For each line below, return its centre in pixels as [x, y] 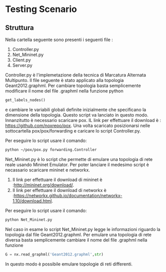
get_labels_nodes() [25, 100]
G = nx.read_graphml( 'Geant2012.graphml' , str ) [54, 254]
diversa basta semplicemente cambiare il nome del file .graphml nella [76, 240]
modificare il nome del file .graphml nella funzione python [64, 91]
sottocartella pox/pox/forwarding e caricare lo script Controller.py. [73, 130]
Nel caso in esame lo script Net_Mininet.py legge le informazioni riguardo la [83, 229]
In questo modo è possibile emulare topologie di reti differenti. [69, 264]
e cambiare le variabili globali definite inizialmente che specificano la [76, 109]
